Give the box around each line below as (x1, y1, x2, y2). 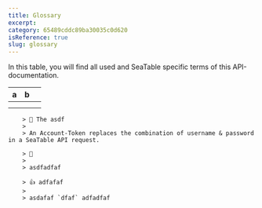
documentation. (8, 71, 60, 80)
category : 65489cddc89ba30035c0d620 (8, 26, 128, 34)
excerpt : (8, 19, 37, 27)
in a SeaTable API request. (8, 137, 100, 144)
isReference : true (8, 33, 68, 42)
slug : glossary (8, 41, 58, 49)
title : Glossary (8, 11, 61, 20)
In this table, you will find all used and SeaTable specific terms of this (8, 62, 231, 71)
